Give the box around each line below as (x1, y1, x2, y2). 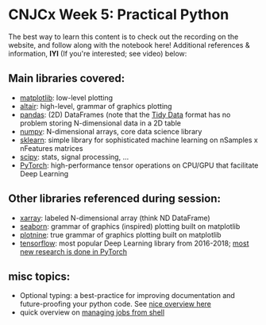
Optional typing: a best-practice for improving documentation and (19, 291, 236, 300)
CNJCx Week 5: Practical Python (8, 6, 229, 24)
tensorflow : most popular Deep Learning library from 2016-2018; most (19, 238, 249, 248)
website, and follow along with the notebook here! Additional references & (8, 40, 250, 49)
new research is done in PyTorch (19, 246, 128, 256)
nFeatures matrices (19, 143, 83, 153)
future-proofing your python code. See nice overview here (19, 300, 212, 309)
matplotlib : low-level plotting (19, 93, 114, 103)
